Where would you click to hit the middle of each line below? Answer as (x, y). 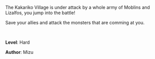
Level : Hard (18, 42)
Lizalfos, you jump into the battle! (40, 13)
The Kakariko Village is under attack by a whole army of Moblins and (77, 7)
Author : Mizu (19, 52)
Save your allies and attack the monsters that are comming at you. (75, 23)
